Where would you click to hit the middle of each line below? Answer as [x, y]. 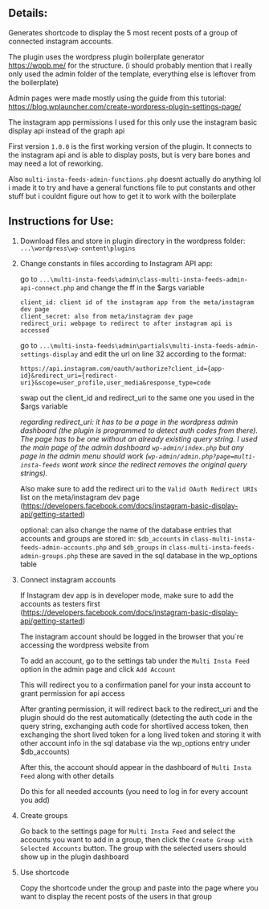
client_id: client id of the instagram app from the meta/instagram [137, 302]
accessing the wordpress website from [84, 645]
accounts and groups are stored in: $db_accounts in [104, 538]
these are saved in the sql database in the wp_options [169, 555]
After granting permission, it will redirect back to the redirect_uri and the [139, 709]
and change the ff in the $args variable [140, 287]
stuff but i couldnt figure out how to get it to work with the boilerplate [122, 195]
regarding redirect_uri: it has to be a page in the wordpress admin [129, 422]
